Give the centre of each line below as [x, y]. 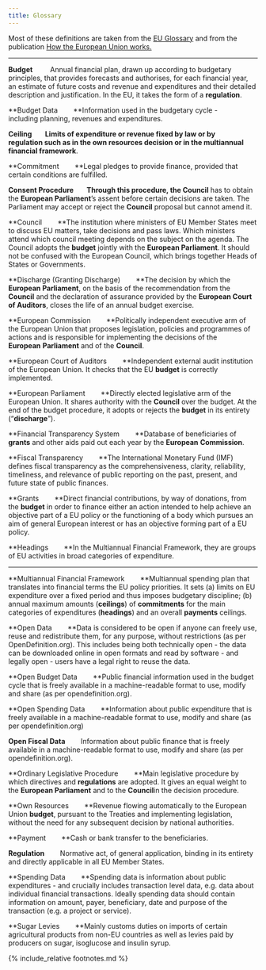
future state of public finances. [59, 483]
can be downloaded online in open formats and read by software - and [123, 653]
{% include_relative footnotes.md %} [68, 958]
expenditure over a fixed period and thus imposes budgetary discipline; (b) [130, 595]
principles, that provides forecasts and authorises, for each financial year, [128, 78]
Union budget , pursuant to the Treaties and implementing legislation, [121, 814]
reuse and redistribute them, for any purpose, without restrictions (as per [127, 636]
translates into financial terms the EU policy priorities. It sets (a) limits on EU [132, 587]
